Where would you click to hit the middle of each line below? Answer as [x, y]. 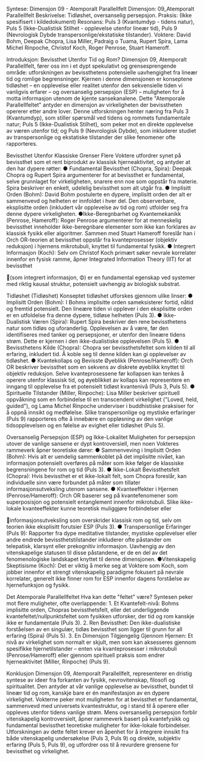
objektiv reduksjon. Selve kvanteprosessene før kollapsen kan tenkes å [95, 373]
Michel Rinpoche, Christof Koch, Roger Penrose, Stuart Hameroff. [88, 48]
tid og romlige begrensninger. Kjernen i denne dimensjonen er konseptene [100, 79]
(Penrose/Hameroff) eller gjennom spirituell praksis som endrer [86, 655]
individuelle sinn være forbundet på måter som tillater [73, 482]
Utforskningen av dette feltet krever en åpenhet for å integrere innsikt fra [97, 732]
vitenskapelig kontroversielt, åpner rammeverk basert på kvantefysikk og [98, 719]
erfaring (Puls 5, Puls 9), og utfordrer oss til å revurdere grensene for [92, 745]
